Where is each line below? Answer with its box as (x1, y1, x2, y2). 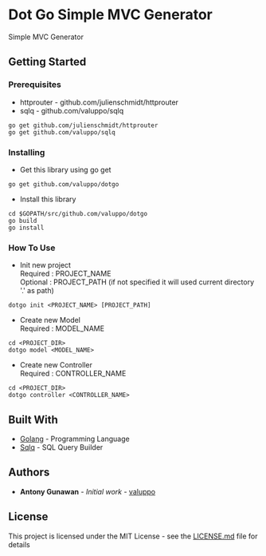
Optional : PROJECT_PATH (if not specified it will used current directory (19, 277, 255, 287)
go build (8, 216, 37, 224)
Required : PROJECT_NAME (19, 269, 111, 279)
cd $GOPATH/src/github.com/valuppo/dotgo (8, 209, 148, 217)
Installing (8, 146, 45, 157)
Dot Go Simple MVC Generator (8, 6, 213, 24)
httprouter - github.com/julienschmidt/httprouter (19, 97, 179, 107)
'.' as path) (19, 286, 54, 296)
